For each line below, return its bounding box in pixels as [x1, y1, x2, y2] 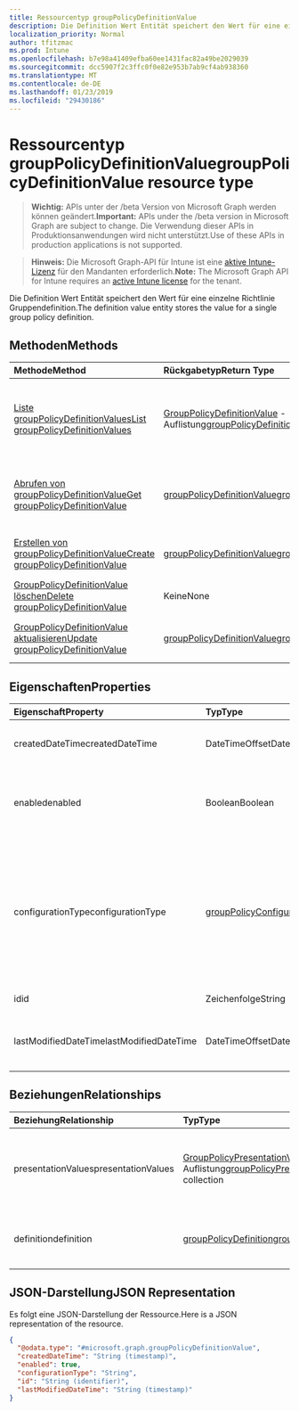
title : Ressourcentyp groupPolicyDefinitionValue [9, 12, 198, 22]
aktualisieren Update [13, 632, 98, 644]
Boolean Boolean [205, 796, 274, 808]
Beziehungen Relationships [9, 1087, 162, 1103]
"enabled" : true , [17, 1360, 82, 1369]
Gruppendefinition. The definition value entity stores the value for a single [9, 302, 278, 313]
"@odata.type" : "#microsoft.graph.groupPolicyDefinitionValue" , [17, 1343, 261, 1353]
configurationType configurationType [13, 906, 166, 918]
